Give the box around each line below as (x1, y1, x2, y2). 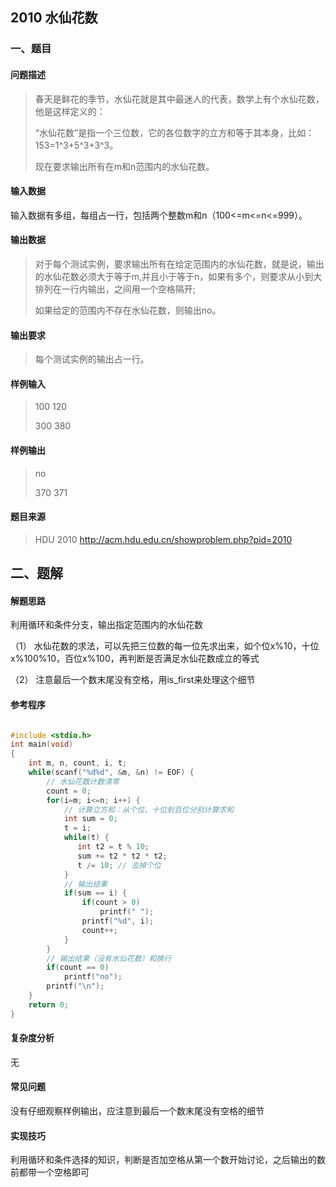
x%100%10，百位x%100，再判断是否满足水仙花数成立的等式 (10, 653, 260, 665)
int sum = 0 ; (63, 814, 118, 824)
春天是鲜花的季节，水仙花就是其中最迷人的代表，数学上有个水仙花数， (34, 93, 325, 105)
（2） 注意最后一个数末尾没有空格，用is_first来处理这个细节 (10, 674, 256, 686)
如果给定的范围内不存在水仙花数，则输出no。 (34, 304, 222, 316)
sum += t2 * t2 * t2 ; (77, 851, 168, 861)
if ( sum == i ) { (63, 888, 128, 898)
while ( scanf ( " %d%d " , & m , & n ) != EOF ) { (28, 768, 195, 778)
